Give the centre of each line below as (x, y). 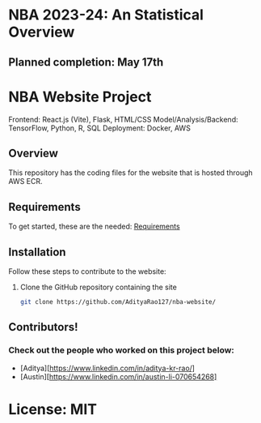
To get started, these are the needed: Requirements (94, 226)
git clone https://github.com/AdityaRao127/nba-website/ (118, 301)
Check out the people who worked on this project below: (121, 350)
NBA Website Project (80, 97)
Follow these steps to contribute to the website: (88, 271)
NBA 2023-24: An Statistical (106, 15)
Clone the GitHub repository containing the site (99, 287)
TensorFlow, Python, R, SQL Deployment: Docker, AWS (100, 128)
